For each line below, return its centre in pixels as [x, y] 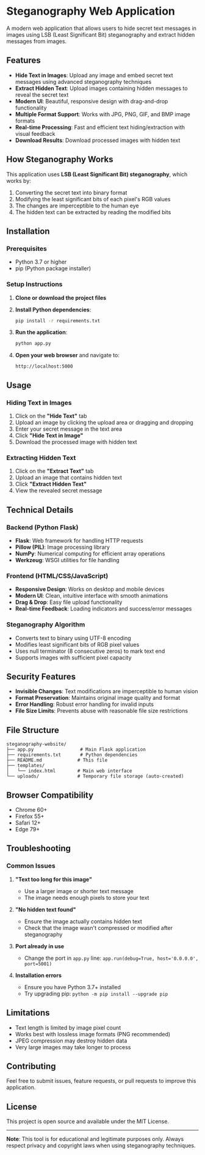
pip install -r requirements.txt [58, 321]
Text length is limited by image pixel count [68, 1027]
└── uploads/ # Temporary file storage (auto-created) [95, 776]
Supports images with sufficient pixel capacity [73, 657]
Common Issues [31, 866]
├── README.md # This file [57, 760]
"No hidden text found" [45, 909]
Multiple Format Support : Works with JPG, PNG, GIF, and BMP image [103, 114]
